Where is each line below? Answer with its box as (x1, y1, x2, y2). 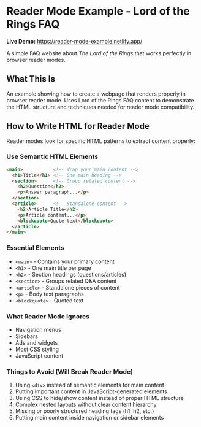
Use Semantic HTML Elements (6, 152, 99, 161)
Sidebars (15, 333, 39, 340)
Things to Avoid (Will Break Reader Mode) (6, 367, 134, 375)
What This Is (6, 74, 55, 84)
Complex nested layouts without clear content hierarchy (15, 401, 157, 409)
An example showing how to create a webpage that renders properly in (6, 90, 186, 98)
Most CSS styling (15, 345, 59, 353)
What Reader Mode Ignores (6, 312, 90, 320)
